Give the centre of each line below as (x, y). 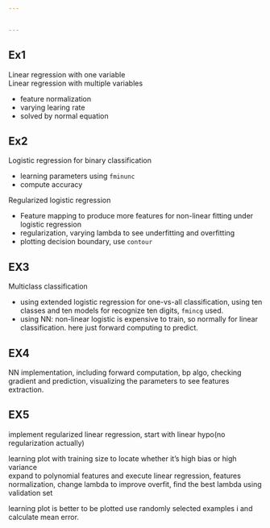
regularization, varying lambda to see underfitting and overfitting (127, 233)
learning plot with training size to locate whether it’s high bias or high (123, 458)
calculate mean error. (44, 517)
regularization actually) (46, 443)
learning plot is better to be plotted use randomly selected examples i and (131, 508)
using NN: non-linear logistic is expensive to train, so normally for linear (139, 319)
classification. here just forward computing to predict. (109, 328)
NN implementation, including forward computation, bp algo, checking (125, 372)
